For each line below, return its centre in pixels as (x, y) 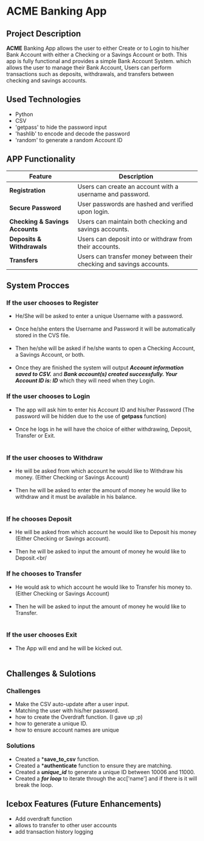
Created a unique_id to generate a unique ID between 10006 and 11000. (105, 772)
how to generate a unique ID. (51, 724)
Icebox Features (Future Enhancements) (84, 804)
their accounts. (99, 246)
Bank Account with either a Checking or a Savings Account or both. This (97, 55)
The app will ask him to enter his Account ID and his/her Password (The (105, 410)
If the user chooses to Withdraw (55, 458)
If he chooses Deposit (39, 519)
